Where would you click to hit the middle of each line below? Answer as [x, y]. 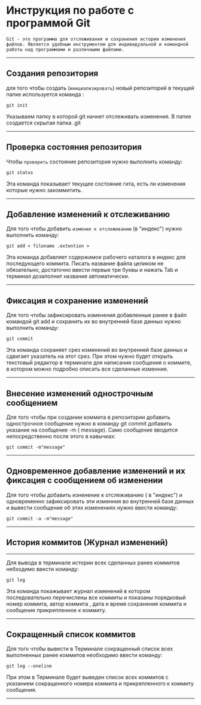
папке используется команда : [45, 94]
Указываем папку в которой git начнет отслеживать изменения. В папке [99, 116]
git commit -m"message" [36, 447]
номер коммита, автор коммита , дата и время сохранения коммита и [96, 604]
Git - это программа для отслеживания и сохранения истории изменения [96, 39]
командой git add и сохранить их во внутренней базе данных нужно [94, 321]
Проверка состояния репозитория [74, 147]
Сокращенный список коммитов [71, 635]
